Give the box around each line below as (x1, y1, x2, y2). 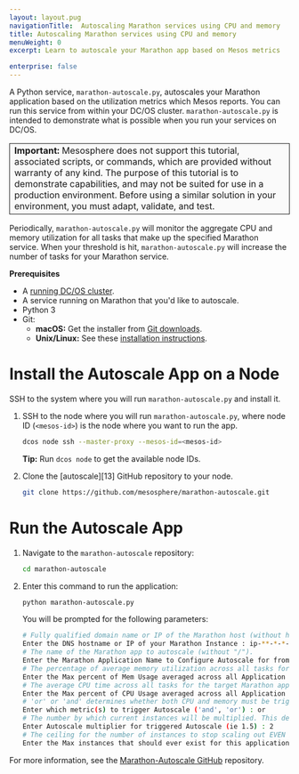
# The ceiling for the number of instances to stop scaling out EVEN (21, 730, 287, 739)
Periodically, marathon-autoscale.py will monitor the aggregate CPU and (9, 223, 273, 233)
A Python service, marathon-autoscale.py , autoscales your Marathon (9, 86, 261, 97)
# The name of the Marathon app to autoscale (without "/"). (21, 648, 255, 657)
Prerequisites (9, 269, 61, 278)
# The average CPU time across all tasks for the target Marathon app (21, 681, 290, 689)
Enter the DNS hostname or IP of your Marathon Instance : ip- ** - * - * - (21, 640, 290, 649)
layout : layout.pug (9, 12, 82, 22)
